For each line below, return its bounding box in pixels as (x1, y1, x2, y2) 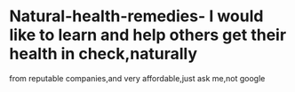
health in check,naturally (9, 44, 198, 64)
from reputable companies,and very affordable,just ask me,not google (9, 73, 266, 83)
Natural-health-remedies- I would (9, 6, 264, 27)
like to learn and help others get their (9, 25, 287, 45)
